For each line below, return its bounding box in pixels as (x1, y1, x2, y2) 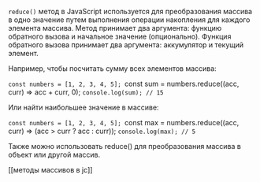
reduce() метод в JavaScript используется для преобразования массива (8, 7, 253, 16)
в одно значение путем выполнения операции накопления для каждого (8, 15, 251, 24)
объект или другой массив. (8, 150, 101, 159)
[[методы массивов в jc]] (8, 165, 93, 174)
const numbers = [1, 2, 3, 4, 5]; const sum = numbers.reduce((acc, (8, 79, 240, 88)
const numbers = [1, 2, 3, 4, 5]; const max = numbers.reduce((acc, (8, 118, 240, 127)
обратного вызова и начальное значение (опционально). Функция (8, 32, 232, 41)
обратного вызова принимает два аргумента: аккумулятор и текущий (8, 40, 244, 50)
